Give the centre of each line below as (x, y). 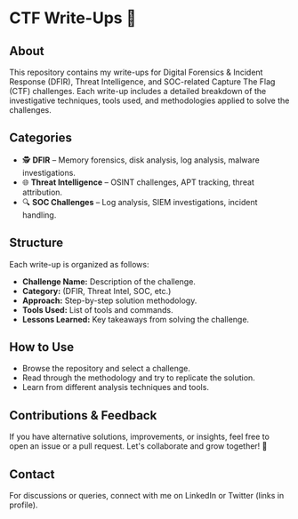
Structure (36, 243)
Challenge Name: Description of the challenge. (109, 281)
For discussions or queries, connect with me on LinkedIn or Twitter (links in (147, 496)
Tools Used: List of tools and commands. (97, 309)
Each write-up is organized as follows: (79, 264)
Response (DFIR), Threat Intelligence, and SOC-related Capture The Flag (142, 82)
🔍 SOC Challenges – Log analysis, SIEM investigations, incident (140, 202)
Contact (32, 474)
